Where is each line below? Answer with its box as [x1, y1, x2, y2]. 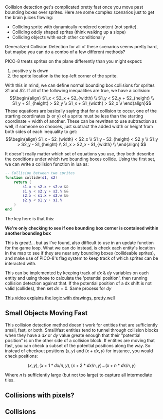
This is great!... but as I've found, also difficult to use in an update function [5, 240, 154, 246]
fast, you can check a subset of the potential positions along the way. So [5, 343, 151, 348]
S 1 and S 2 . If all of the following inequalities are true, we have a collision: [5, 88, 151, 93]
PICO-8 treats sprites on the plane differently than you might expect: [5, 58, 143, 64]
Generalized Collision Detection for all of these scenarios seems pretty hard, [5, 44, 158, 49]
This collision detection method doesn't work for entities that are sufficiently [5, 322, 158, 328]
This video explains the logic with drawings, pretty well [5, 295, 115, 301]
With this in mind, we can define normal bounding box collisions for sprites [5, 82, 155, 88]
